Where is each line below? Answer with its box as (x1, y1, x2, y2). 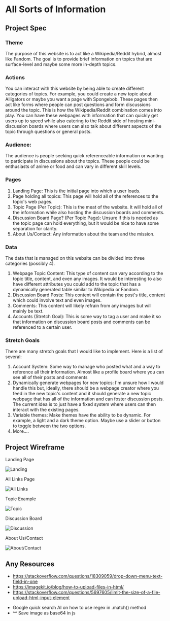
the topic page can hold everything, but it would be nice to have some (12, 220, 159, 226)
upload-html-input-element (12, 595, 70, 601)
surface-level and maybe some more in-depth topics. (5, 61, 117, 67)
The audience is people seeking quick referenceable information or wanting (5, 153, 164, 159)
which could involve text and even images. (12, 297, 102, 303)
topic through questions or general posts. (5, 128, 92, 135)
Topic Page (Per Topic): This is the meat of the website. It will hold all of (12, 204, 163, 210)
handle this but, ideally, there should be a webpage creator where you (12, 385, 159, 391)
